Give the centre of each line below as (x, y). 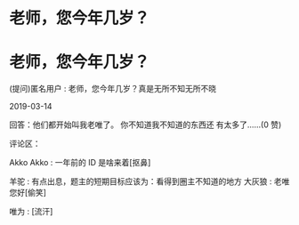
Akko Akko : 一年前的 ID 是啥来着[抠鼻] (80, 163)
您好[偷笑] (28, 193)
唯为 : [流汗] (31, 212)
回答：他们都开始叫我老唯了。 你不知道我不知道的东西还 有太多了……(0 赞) (145, 125)
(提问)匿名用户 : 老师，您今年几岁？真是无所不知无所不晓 (113, 89)
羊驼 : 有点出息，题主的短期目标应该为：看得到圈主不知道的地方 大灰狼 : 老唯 (149, 181)
